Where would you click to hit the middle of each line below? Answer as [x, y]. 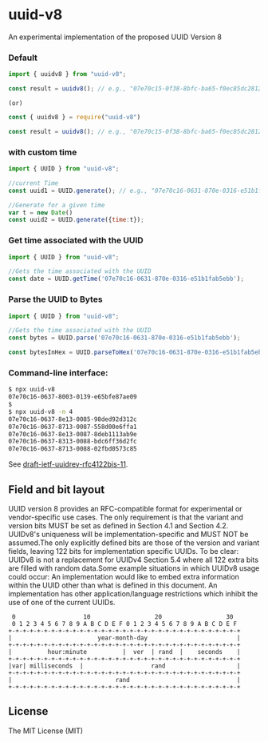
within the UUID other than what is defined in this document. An [113, 585]
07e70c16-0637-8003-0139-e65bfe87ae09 [73, 397]
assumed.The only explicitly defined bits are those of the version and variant [134, 543]
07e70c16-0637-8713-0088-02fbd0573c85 [73, 449]
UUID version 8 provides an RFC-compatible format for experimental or [125, 508]
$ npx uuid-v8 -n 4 [41, 411]
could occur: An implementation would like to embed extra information [124, 576]
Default [23, 58]
